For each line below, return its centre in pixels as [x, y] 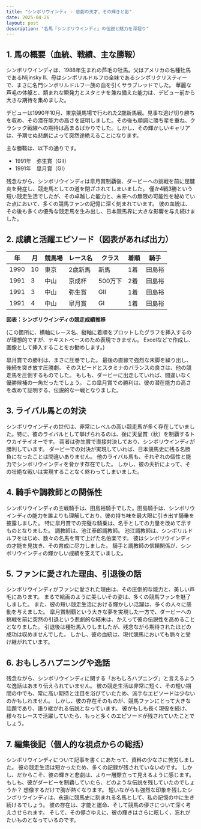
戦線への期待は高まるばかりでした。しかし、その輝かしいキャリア [108, 128]
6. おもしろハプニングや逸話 [58, 663]
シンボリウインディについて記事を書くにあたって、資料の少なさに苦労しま [98, 760]
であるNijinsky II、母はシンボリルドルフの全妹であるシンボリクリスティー [97, 78]
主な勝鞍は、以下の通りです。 [43, 148]
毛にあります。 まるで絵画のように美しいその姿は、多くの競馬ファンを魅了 [99, 597]
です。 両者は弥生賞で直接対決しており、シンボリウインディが [119, 441]
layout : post [22, 23]
